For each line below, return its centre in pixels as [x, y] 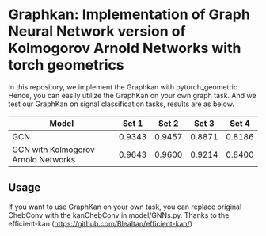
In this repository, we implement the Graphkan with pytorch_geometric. [124, 87]
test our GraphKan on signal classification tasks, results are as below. [122, 104]
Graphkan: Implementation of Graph [129, 15]
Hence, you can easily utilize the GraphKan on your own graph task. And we [132, 95]
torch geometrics [66, 65]
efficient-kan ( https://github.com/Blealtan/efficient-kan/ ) [100, 223]
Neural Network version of [97, 31]
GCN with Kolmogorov [53, 150]
